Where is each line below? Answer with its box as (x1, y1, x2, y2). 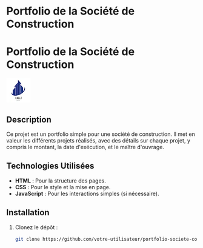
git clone (15, 236, 41, 242)
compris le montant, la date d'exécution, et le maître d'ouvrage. (6, 143, 165, 150)
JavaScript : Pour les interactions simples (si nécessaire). (15, 190, 159, 197)
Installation (6, 207, 50, 218)
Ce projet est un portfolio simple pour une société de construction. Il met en (6, 130, 195, 138)
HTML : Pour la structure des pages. (15, 177, 106, 184)
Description (6, 114, 52, 125)
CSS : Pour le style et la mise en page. (15, 183, 111, 190)
